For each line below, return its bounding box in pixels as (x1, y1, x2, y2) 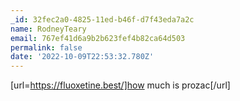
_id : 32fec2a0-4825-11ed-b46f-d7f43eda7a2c (10, 14, 195, 25)
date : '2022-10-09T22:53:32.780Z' (10, 52, 155, 62)
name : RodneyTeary (10, 24, 87, 34)
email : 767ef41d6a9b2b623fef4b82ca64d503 (10, 33, 186, 43)
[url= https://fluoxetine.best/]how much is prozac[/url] (10, 79, 231, 91)
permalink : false (10, 42, 83, 53)
